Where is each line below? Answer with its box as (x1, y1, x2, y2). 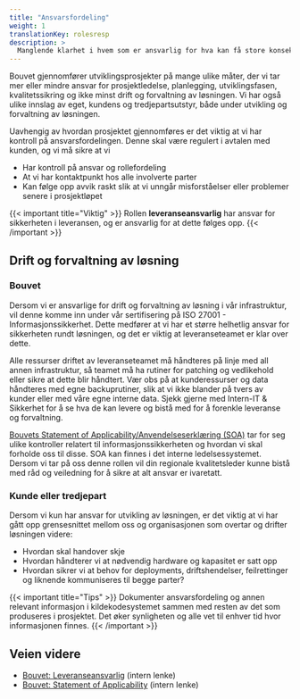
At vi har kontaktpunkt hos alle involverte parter (21, 171, 197, 183)
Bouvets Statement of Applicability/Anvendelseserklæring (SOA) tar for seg (9, 429, 286, 440)
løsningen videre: (9, 528, 73, 540)
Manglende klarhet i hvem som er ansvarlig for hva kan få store (17, 46, 266, 55)
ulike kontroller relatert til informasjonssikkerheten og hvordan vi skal (9, 438, 263, 449)
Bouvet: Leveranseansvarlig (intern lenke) (21, 670, 176, 680)
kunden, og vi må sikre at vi (9, 145, 111, 156)
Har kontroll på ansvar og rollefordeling (21, 162, 167, 173)
